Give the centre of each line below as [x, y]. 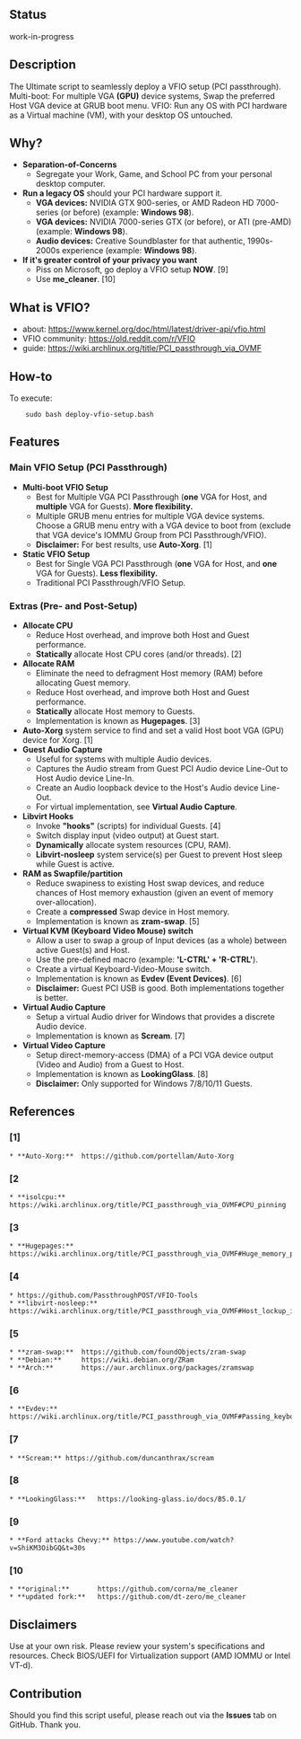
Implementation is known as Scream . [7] [110, 1036]
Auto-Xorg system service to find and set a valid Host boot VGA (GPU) [153, 730]
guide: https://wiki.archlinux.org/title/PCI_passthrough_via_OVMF [142, 349]
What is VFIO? [50, 308]
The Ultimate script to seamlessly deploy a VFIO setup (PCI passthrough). [146, 86]
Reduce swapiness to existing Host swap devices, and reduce [150, 883]
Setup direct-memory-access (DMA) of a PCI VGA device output [155, 1055]
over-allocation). [66, 903]
